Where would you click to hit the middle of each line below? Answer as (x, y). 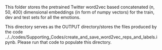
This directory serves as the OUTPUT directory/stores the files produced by (81, 27)
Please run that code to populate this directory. (64, 42)
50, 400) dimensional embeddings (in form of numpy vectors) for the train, (80, 12)
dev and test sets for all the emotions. (43, 17)
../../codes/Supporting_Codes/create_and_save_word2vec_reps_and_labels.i (81, 37)
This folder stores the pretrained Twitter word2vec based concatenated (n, (80, 7)
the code (14, 32)
